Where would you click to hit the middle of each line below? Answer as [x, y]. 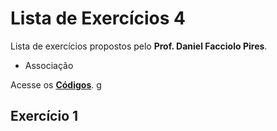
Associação [49, 65]
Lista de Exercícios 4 [98, 18]
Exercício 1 [44, 116]
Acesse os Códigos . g [56, 84]
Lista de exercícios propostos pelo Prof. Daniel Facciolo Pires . [139, 46]
